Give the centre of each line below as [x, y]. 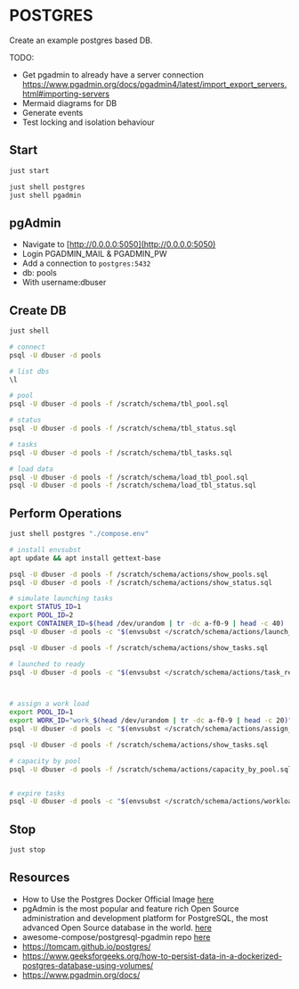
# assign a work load [49, 704]
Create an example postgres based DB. [81, 40]
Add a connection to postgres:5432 [86, 263]
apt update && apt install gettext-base [85, 558]
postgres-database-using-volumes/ [88, 965]
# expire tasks [37, 793]
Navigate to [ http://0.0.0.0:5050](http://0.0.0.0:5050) [119, 244]
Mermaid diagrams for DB [69, 103]
